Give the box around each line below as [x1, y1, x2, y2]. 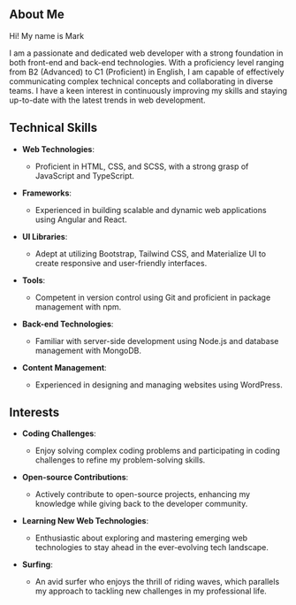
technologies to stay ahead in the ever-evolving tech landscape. [34, 542, 269, 553]
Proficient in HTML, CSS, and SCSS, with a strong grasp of [34, 161, 249, 172]
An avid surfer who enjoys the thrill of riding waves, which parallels [34, 577, 280, 587]
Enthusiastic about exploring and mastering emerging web [34, 532, 248, 543]
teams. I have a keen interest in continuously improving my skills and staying [9, 85, 288, 96]
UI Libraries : [21, 231, 68, 241]
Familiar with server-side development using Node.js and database [34, 335, 279, 346]
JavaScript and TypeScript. [34, 170, 135, 180]
